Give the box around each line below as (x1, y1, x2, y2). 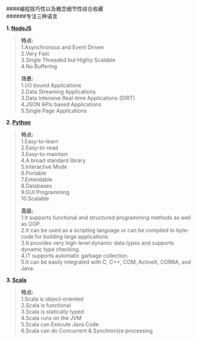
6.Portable (20, 170, 47, 176)
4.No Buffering (20, 63, 57, 70)
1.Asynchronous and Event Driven (20, 44, 104, 51)
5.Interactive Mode (20, 163, 67, 170)
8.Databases (20, 182, 53, 189)
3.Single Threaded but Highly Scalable (20, 56, 116, 63)
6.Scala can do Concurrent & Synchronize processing (20, 327, 153, 334)
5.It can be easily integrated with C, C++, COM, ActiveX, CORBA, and (20, 259, 191, 265)
